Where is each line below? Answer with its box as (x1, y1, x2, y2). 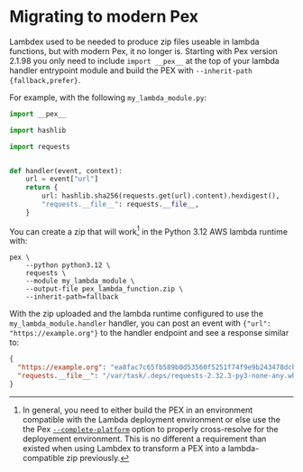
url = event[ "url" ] (25, 174, 99, 184)
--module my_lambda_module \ (25, 277, 135, 286)
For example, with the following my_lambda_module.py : (9, 92, 207, 103)
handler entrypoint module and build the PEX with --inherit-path (9, 65, 252, 76)
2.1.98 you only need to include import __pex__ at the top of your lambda (9, 55, 280, 66)
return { (25, 183, 59, 192)
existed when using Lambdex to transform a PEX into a (22, 442, 226, 453)
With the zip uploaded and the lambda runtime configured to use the (9, 309, 264, 319)
